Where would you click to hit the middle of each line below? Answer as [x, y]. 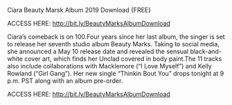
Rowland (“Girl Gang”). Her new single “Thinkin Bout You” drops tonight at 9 [116, 73]
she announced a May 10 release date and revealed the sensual [98, 51]
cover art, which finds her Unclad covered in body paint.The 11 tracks [123, 59]
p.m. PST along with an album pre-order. [65, 81]
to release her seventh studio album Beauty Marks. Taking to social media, [114, 44]
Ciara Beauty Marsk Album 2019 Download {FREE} [79, 10]
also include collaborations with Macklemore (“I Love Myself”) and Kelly [110, 66]
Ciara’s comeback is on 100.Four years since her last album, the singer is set [116, 37]
